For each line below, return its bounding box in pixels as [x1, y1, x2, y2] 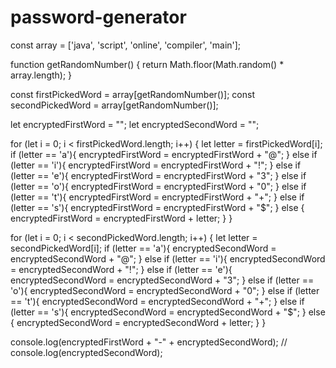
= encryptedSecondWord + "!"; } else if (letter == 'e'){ [10, 263, 233, 275]
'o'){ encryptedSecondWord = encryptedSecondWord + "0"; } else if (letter [10, 284, 320, 296]
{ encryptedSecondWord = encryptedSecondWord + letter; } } [10, 316, 267, 328]
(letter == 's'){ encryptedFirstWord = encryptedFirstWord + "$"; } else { [10, 201, 305, 213]
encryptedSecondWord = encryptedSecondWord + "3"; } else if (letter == [10, 274, 315, 286]
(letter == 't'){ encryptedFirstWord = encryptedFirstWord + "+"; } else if [10, 191, 305, 203]
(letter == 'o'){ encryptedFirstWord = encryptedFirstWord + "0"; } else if [10, 180, 307, 192]
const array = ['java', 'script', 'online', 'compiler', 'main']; [10, 39, 242, 51]
